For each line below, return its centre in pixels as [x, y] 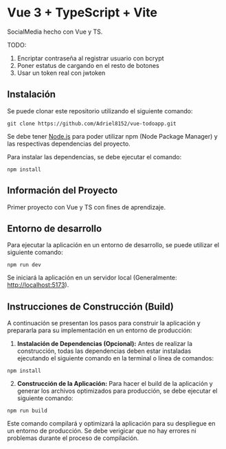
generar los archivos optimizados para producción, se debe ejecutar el [117, 391]
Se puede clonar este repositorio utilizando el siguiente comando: [100, 111]
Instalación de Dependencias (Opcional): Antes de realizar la [105, 344]
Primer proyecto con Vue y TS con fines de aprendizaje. [87, 207]
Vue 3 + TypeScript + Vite [82, 13]
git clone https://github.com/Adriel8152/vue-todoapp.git [92, 124]
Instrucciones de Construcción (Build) [90, 307]
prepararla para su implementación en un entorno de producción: [100, 330]
